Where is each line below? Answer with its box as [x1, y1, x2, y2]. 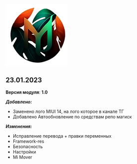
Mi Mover [12, 154, 33, 160]
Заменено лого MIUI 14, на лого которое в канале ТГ [12, 108, 124, 114]
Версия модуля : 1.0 [5, 89, 48, 95]
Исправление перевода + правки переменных [12, 133, 112, 139]
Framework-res [12, 138, 45, 144]
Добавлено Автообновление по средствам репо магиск [12, 113, 132, 120]
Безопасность [12, 143, 43, 150]
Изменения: [5, 123, 32, 129]
